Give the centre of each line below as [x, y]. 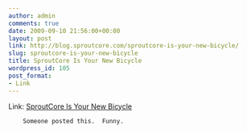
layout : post [30, 38]
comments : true [34, 23]
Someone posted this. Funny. [74, 121]
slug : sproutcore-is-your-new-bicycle [73, 53]
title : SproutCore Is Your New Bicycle [75, 61]
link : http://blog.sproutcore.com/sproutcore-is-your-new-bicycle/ [124, 46]
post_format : [30, 76]
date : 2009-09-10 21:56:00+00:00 [64, 31]
